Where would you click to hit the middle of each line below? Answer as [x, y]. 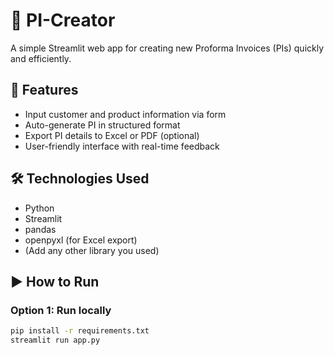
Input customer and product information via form [125, 114]
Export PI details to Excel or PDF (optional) [112, 135]
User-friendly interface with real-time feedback [122, 146]
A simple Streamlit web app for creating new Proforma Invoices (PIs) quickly [167, 48]
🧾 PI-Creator [63, 20]
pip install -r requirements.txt [80, 331]
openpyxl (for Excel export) [81, 240]
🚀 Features [44, 90]
